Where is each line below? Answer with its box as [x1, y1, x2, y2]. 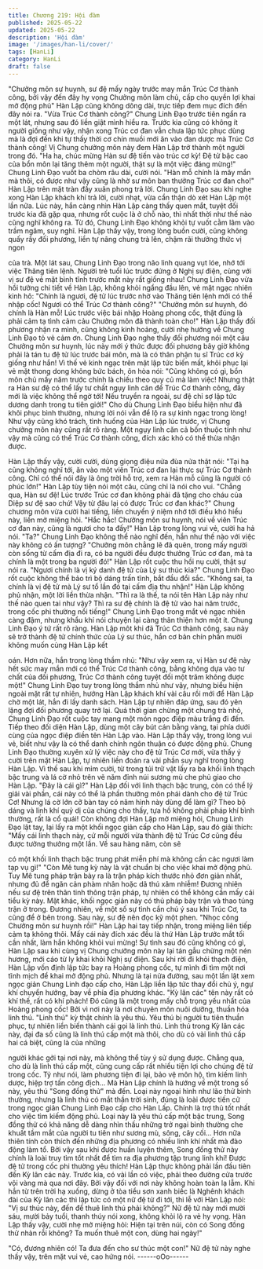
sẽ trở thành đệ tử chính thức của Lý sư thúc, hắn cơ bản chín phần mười [8, 631, 243, 641]
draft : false [8, 63, 51, 71]
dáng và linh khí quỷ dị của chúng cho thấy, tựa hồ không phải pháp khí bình [8, 806, 255, 815]
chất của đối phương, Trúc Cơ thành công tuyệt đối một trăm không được [8, 672, 245, 682]
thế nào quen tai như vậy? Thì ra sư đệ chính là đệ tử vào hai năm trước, [8, 598, 240, 608]
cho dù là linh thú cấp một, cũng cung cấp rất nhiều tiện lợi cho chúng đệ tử [8, 1061, 254, 1070]
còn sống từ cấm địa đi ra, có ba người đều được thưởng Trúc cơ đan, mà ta [8, 548, 253, 558]
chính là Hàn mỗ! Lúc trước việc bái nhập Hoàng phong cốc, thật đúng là [8, 308, 243, 317]
